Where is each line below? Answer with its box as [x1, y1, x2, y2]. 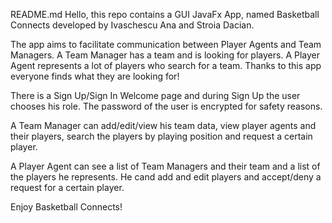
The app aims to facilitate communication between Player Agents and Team [10, 39, 322, 50]
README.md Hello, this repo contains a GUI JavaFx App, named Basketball [10, 9, 320, 20]
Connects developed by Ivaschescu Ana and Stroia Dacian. [10, 19, 255, 31]
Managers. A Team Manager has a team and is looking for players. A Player [10, 49, 320, 61]
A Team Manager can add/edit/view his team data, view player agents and [10, 120, 317, 131]
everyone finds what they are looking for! [10, 70, 180, 82]
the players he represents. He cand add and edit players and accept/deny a [10, 171, 322, 183]
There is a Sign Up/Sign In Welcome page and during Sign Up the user [10, 90, 301, 101]
